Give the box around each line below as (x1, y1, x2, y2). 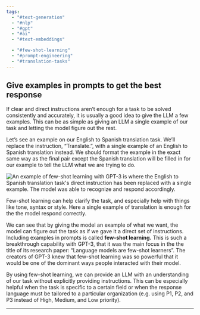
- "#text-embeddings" (11, 36, 65, 42)
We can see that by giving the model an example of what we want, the (6, 221, 179, 228)
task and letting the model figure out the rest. (6, 125, 117, 132)
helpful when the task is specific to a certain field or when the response (6, 284, 182, 291)
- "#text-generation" (11, 14, 65, 20)
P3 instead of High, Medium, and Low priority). (6, 297, 121, 304)
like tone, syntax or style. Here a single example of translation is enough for (6, 203, 192, 211)
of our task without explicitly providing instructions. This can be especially (6, 277, 188, 285)
